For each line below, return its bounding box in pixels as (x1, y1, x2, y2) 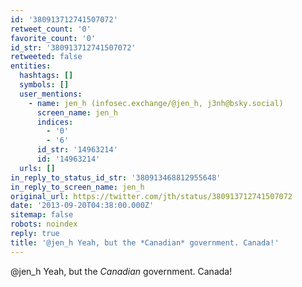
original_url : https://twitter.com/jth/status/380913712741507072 (10, 191, 293, 201)
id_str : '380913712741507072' (10, 42, 137, 53)
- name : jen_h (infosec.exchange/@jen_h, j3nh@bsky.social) (28, 98, 284, 108)
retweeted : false (10, 52, 83, 62)
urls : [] (19, 163, 56, 173)
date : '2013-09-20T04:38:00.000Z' (10, 201, 155, 211)
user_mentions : (19, 89, 83, 99)
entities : (10, 61, 52, 71)
